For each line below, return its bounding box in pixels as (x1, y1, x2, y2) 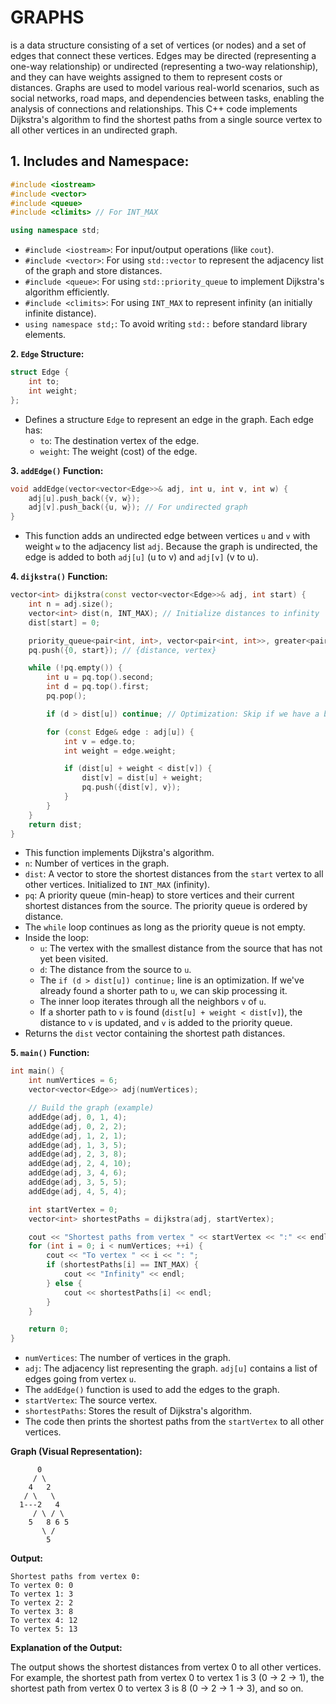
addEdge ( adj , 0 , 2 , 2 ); (28, 1121, 128, 1131)
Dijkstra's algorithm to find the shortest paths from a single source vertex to (10, 113, 323, 125)
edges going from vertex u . (24, 1373, 137, 1385)
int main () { (10, 1066, 65, 1076)
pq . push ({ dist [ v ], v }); (81, 782, 182, 793)
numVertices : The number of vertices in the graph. (24, 1352, 232, 1364)
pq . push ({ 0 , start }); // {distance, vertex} (28, 645, 217, 655)
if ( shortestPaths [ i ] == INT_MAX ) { (46, 1260, 199, 1270)
